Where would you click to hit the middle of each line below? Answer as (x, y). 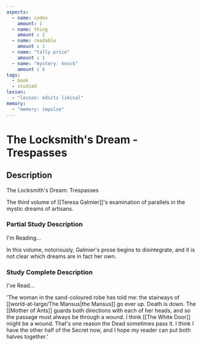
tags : (13, 75)
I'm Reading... (24, 238)
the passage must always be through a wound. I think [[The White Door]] (99, 317)
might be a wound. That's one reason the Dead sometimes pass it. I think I (100, 324)
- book (20, 81)
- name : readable (34, 41)
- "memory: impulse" (38, 109)
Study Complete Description (50, 272)
